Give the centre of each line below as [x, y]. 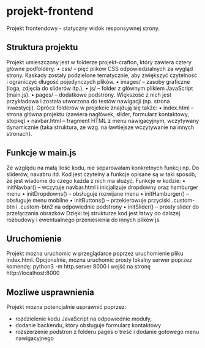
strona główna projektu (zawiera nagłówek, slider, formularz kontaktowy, [98, 114]
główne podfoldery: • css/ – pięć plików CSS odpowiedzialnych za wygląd [100, 68]
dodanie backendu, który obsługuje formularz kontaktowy [88, 325]
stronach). [19, 133]
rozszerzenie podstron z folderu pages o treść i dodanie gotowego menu [107, 332]
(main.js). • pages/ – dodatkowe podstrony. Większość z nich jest [89, 94]
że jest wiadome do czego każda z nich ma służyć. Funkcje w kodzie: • [96, 180]
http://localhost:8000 [33, 273]
